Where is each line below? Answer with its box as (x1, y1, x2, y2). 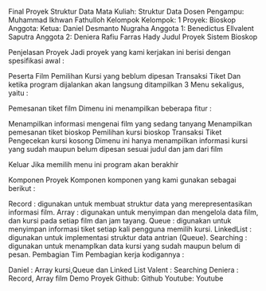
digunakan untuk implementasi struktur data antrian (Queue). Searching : (8, 233, 248, 242)
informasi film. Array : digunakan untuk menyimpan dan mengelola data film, (8, 208, 259, 217)
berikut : (8, 184, 36, 193)
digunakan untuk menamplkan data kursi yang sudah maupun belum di (8, 242, 241, 250)
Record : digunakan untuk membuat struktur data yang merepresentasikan (8, 199, 252, 208)
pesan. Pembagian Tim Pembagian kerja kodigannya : (8, 250, 185, 259)
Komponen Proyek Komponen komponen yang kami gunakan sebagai (8, 175, 237, 184)
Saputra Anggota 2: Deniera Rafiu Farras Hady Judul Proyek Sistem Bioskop (8, 32, 258, 41)
